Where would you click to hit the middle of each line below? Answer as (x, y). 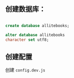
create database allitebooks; (38, 25)
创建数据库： (26, 9)
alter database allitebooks (35, 35)
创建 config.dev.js (26, 70)
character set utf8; (27, 40)
